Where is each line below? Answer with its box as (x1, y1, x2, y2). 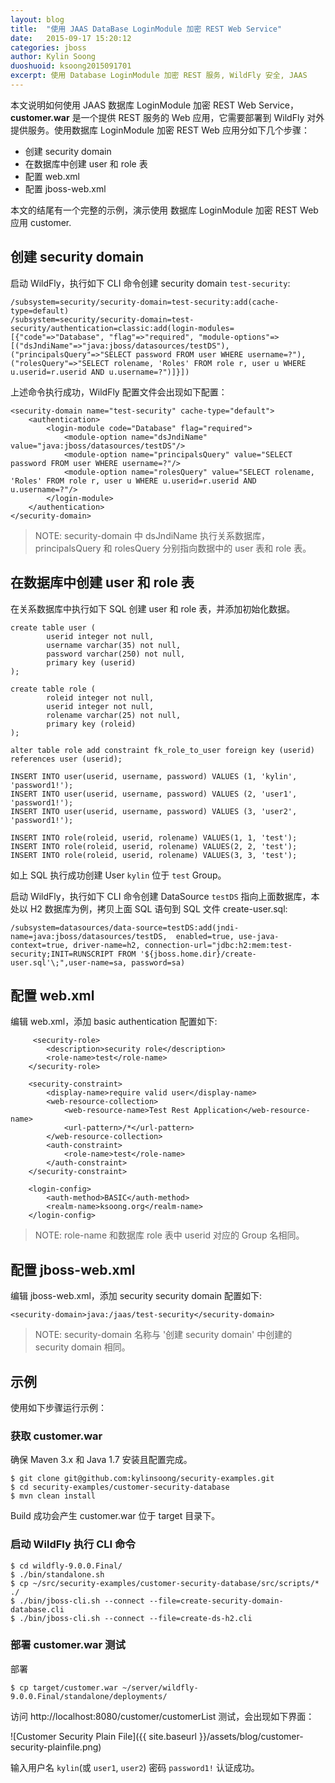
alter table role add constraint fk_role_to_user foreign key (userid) (10, 745, 315, 755)
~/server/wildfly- (121, 1682, 199, 1693)
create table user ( (10, 622, 97, 633)
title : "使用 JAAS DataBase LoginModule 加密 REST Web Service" (10, 24, 283, 34)
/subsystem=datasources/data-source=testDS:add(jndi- (10, 922, 240, 933)
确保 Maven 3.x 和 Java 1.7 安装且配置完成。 (10, 1454, 193, 1466)
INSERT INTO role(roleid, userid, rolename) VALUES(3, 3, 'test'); (10, 850, 298, 860)
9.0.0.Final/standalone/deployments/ (10, 1691, 168, 1701)
